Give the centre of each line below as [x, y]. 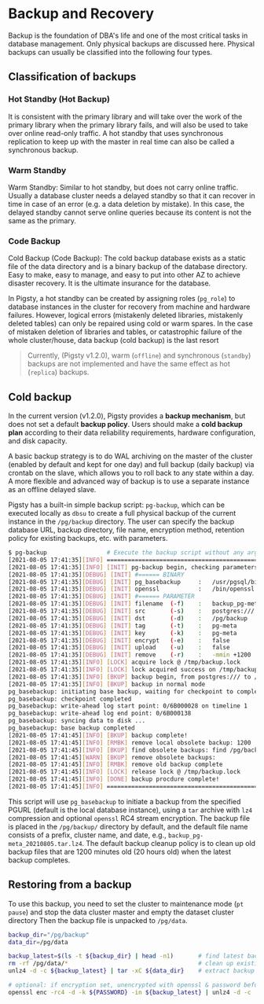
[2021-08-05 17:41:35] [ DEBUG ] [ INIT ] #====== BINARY [96, 575]
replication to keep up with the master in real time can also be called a [121, 142]
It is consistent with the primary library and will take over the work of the [125, 116]
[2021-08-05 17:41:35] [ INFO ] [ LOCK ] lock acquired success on [112, 670]
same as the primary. [42, 220]
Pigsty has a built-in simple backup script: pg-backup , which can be [117, 505]
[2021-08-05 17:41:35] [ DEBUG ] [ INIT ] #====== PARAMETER [101, 597]
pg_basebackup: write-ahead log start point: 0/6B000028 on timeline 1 [128, 706]
